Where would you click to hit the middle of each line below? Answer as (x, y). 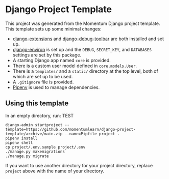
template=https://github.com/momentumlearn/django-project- (71, 129)
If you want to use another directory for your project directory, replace (79, 165)
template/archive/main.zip (34, 134)
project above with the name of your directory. (55, 171)
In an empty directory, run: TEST (40, 115)
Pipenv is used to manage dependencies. (56, 87)
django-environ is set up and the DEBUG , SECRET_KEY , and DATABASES (82, 49)
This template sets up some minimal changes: (53, 28)
